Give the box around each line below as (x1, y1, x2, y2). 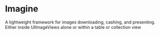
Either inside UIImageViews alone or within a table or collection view (5, 24, 142, 30)
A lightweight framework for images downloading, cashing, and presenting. (5, 19, 156, 25)
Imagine (5, 3, 39, 14)
